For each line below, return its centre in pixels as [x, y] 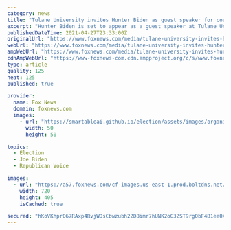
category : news [29, 13]
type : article [27, 65]
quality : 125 [26, 71]
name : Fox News [35, 103]
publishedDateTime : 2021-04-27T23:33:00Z [67, 33]
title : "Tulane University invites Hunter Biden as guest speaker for [110, 20]
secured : [20, 216]
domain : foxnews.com [43, 109]
